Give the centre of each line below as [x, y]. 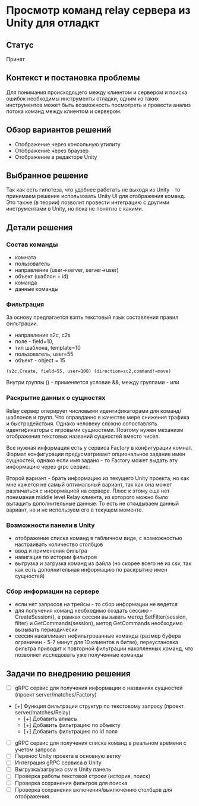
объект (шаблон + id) [42, 277]
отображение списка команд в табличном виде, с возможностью [98, 538]
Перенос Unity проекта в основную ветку [68, 756]
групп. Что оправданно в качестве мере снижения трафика [114, 417]
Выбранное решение [47, 176]
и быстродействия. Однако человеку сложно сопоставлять [82, 424]
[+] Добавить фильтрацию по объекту [72, 725]
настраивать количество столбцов [59, 544]
